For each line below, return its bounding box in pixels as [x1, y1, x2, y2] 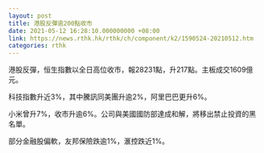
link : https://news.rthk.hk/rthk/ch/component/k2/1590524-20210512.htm [8, 34, 254, 43]
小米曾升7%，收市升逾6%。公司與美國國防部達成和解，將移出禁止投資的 [8, 110, 250, 119]
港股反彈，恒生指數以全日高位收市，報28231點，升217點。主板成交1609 [8, 65, 247, 75]
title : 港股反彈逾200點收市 [8, 19, 93, 27]
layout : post [8, 11, 52, 20]
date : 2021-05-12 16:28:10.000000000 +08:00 [8, 27, 160, 35]
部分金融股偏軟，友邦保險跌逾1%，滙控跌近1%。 [8, 136, 169, 146]
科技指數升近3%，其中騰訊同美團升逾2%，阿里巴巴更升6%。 [8, 92, 212, 101]
